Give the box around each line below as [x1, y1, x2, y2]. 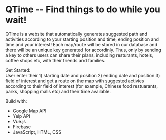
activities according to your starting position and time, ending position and [5, 36, 159, 42]
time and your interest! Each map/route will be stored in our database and [5, 41, 157, 47]
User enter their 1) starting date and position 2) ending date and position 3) [5, 72, 160, 78]
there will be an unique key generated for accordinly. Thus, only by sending [5, 47, 162, 53]
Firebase [12, 124, 31, 130]
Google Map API [12, 108, 47, 114]
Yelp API [12, 113, 30, 119]
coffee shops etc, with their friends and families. [5, 57, 106, 63]
